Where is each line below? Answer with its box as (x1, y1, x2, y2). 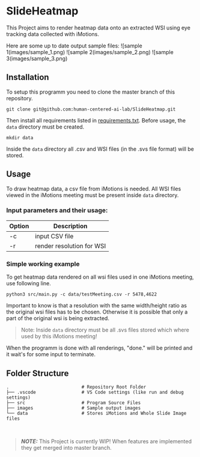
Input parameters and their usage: (6, 206, 108, 214)
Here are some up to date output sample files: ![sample (6, 42, 142, 49)
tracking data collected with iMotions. (6, 30, 100, 37)
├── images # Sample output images (6, 405, 141, 411)
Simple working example (6, 259, 80, 268)
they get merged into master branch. (20, 444, 112, 451)
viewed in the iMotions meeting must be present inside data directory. (6, 191, 179, 199)
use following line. (6, 280, 51, 287)
